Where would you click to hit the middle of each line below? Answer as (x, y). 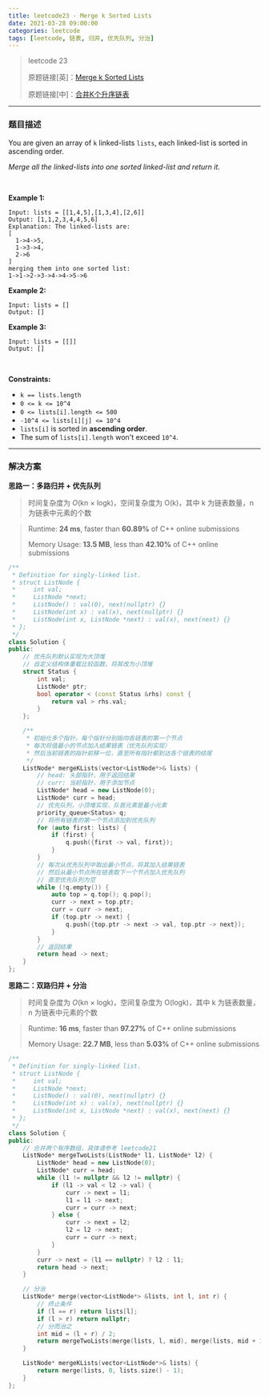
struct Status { (50, 672)
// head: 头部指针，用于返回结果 (86, 775)
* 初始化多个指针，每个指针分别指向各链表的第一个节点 (104, 739)
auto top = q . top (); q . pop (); (101, 895)
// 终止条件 (54, 1304)
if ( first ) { (72, 835)
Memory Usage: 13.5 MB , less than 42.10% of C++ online (123, 544)
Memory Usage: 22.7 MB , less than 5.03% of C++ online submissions (144, 1044)
